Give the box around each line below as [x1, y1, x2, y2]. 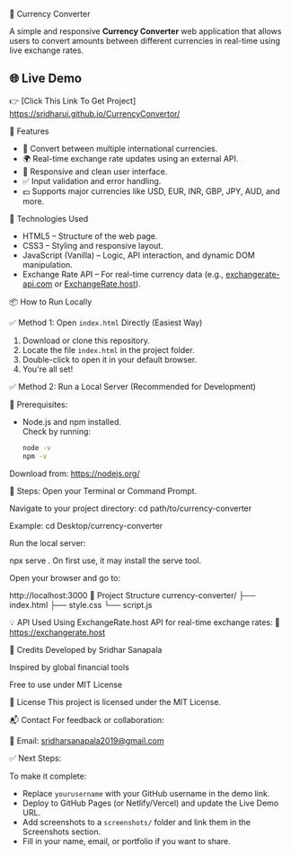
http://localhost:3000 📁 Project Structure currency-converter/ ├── [9, 589, 256, 601]
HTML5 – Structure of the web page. [22, 230, 158, 242]
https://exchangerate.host [9, 627, 106, 638]
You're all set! [22, 364, 74, 375]
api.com [22, 278, 53, 289]
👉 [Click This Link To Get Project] [9, 95, 137, 106]
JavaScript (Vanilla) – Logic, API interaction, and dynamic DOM [22, 250, 256, 260]
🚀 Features [9, 126, 49, 137]
